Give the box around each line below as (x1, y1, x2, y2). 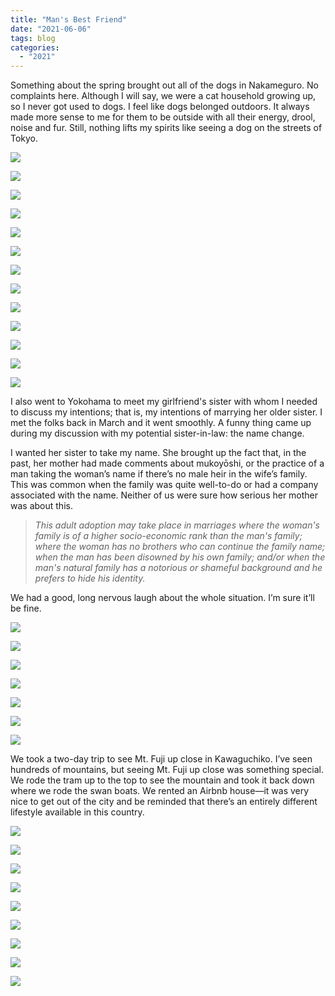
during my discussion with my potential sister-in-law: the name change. (10, 427, 305, 440)
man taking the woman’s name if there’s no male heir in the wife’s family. (10, 468, 308, 480)
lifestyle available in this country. (10, 806, 145, 818)
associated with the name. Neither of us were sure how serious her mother (10, 489, 319, 501)
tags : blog (10, 33, 56, 43)
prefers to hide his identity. (34, 572, 146, 585)
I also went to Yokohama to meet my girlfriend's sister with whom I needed (10, 396, 318, 408)
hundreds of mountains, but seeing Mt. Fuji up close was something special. (10, 764, 324, 776)
